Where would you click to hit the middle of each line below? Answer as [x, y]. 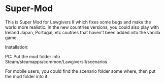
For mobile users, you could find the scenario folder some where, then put [81, 71]
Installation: [17, 47]
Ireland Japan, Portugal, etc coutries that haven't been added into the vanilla [83, 32]
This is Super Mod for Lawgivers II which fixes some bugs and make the [78, 22]
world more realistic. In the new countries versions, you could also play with [82, 27]
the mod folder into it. [27, 76]
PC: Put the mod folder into [33, 56]
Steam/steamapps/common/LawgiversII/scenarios [56, 62]
